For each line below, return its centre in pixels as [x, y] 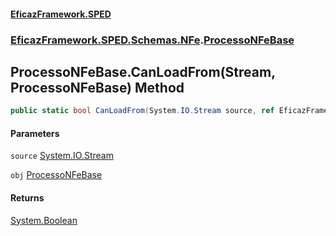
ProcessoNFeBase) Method [97, 87]
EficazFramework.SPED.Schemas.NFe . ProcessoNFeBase [152, 40]
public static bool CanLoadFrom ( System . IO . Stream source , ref [142, 111]
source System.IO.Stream [62, 156]
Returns [27, 198]
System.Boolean [44, 220]
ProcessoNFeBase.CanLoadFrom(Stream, [143, 71]
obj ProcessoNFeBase [56, 175]
